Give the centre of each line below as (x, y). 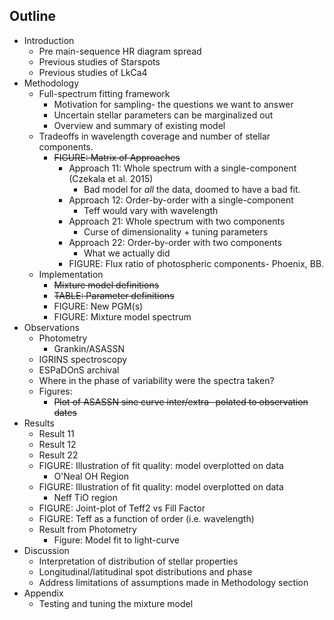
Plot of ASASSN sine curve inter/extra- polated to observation (181, 401)
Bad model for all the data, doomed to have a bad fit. (192, 189)
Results (39, 423)
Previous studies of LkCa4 (93, 72)
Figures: (55, 391)
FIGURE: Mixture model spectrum (122, 316)
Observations (51, 327)
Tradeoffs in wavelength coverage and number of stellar (154, 136)
